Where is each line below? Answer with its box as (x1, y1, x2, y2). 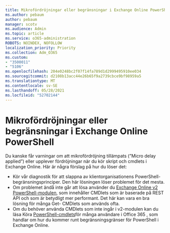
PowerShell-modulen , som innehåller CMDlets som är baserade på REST (12, 190, 164, 196)
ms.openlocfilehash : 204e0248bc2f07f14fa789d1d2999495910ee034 (5, 69, 142, 74)
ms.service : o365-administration (5, 36, 76, 41)
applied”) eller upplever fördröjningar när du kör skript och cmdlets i (5, 158, 147, 164)
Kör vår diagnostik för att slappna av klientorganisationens (12, 173, 134, 180)
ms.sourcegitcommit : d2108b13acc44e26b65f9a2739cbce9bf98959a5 (5, 74, 142, 79)
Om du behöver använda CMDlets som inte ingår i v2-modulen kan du (12, 206, 158, 212)
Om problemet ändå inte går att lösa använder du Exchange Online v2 (12, 184, 158, 191)
